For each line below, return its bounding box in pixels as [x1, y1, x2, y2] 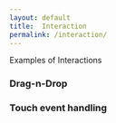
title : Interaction [9, 22, 88, 31]
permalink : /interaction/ [9, 30, 107, 39]
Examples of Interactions [9, 55, 102, 66]
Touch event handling [9, 101, 107, 114]
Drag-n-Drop [9, 78, 68, 90]
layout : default [9, 13, 71, 23]
